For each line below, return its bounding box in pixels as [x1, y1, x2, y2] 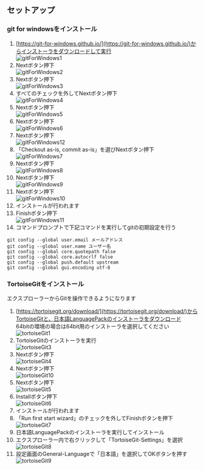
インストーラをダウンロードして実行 [21, 47, 112, 55]
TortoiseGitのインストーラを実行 [15, 336, 97, 344]
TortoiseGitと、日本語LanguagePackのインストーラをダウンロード [15, 315, 182, 322]
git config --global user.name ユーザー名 [7, 243, 111, 250]
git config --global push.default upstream [7, 259, 119, 265]
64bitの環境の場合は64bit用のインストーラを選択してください [15, 322, 169, 330]
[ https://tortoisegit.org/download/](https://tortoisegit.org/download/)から [15, 307, 198, 315]
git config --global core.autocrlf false [7, 254, 114, 260]
